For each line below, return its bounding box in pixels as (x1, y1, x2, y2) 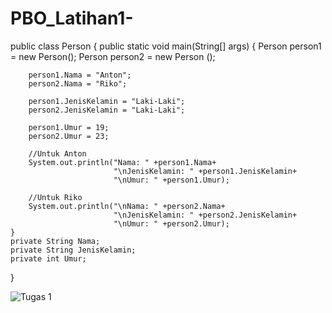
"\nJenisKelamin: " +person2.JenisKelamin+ (113, 210, 298, 220)
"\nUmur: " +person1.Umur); (113, 175, 230, 185)
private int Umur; (10, 253, 87, 264)
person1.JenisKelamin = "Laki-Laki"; (28, 96, 186, 106)
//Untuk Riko (28, 192, 83, 202)
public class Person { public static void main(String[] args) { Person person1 (10, 40, 322, 52)
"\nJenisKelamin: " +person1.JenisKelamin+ (113, 166, 298, 176)
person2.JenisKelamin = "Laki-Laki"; (28, 105, 186, 115)
